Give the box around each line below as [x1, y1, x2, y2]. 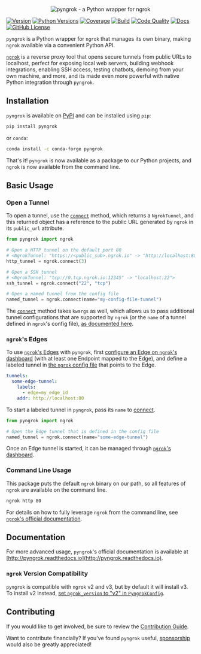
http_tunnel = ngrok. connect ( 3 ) [6, 258, 87, 264]
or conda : [6, 134, 28, 141]
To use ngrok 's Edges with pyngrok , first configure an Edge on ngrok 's [6, 349, 178, 356]
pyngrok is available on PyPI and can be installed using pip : [6, 111, 151, 119]
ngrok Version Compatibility [6, 570, 89, 578]
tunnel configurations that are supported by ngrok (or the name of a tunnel [6, 314, 187, 321]
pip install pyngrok [6, 123, 58, 129]
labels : [17, 384, 36, 390]
